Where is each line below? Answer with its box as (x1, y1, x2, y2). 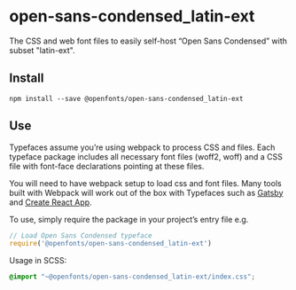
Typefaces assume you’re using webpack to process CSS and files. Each (9, 142, 276, 153)
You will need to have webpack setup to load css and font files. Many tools (9, 177, 282, 188)
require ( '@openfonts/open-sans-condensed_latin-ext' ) (9, 239, 213, 248)
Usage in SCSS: (9, 255, 67, 266)
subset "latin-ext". (9, 44, 75, 55)
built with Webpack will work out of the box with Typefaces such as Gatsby (9, 187, 284, 198)
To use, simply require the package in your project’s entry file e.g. (9, 214, 249, 224)
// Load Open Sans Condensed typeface (9, 231, 152, 240)
